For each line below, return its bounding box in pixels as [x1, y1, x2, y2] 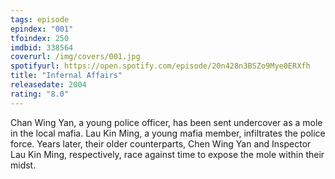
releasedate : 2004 [10, 80, 87, 90]
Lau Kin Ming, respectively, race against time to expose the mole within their [10, 148, 325, 160]
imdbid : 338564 [10, 42, 74, 53]
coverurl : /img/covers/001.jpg [10, 52, 141, 62]
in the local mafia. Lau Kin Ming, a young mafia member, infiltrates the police [10, 127, 326, 139]
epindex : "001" [10, 24, 74, 34]
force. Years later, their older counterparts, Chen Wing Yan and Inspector [10, 137, 312, 150]
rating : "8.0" [10, 89, 70, 99]
